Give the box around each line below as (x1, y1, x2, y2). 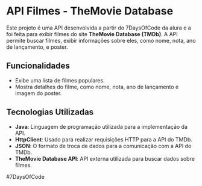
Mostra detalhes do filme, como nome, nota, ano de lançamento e (14, 83, 179, 90)
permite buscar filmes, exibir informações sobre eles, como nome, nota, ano (6, 37, 196, 44)
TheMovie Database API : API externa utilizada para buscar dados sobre (14, 155, 195, 162)
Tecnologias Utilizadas (6, 107, 94, 117)
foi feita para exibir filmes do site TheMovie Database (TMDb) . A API (6, 30, 178, 37)
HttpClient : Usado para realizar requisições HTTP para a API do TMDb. (14, 135, 192, 143)
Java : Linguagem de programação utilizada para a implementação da (14, 123, 188, 130)
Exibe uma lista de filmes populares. (14, 76, 105, 84)
